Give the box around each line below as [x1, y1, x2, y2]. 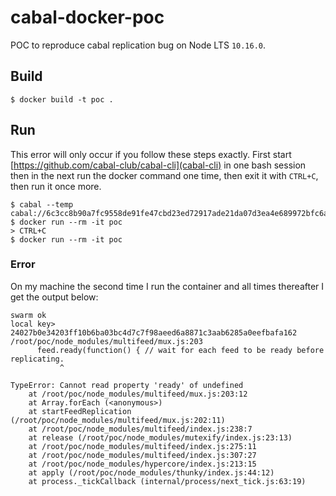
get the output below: [10, 291, 99, 303]
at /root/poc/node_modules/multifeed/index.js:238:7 [28, 424, 253, 434]
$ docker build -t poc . [10, 94, 114, 105]
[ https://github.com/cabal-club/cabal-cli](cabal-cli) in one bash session [10, 159, 307, 171]
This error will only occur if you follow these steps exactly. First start [10, 148, 292, 160]
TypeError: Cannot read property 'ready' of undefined [10, 380, 244, 390]
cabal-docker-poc [10, 6, 165, 29]
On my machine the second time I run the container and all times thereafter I [10, 280, 325, 292]
